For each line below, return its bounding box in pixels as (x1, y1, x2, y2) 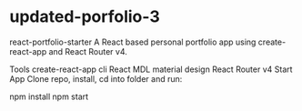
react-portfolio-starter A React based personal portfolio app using (9, 36, 257, 47)
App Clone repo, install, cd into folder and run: (9, 73, 183, 84)
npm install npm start (9, 91, 89, 102)
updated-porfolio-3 (9, 6, 161, 27)
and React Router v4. (48, 45, 127, 56)
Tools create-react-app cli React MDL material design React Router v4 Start (9, 64, 293, 75)
